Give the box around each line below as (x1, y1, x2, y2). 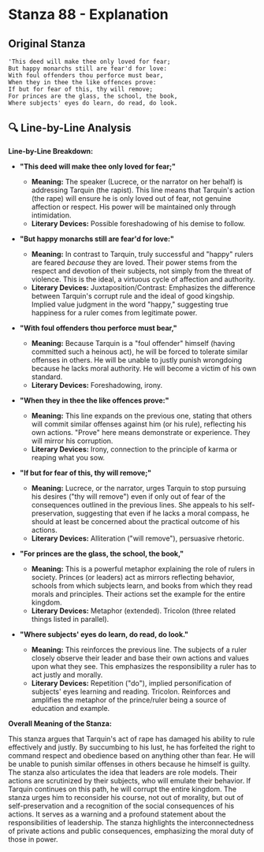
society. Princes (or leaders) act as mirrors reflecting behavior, (31, 572, 235, 582)
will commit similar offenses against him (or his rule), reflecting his (31, 419, 247, 429)
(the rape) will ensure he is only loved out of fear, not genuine (31, 193, 232, 203)
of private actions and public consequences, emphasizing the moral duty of (8, 826, 254, 835)
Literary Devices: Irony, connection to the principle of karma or (31, 444, 238, 454)
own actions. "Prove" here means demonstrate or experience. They (31, 427, 251, 437)
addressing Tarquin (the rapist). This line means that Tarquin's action (31, 185, 255, 195)
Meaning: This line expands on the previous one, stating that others (31, 411, 252, 420)
